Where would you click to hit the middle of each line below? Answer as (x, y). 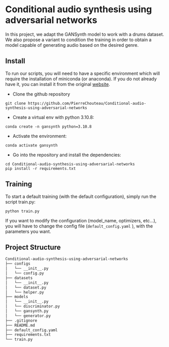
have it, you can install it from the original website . (58, 84)
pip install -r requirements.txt (41, 168)
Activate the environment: (40, 136)
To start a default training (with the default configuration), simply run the (81, 196)
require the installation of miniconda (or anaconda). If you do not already (81, 79)
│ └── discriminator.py (32, 306)
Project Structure (33, 247)
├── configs (18, 264)
